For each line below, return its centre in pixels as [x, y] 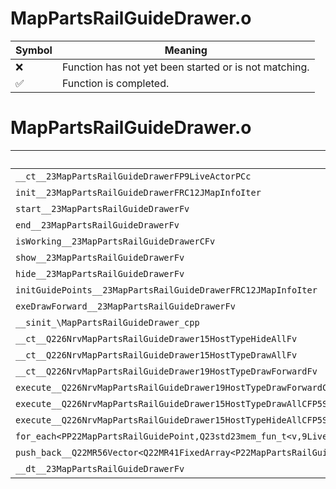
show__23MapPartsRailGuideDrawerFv [100, 257]
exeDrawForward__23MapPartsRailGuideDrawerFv [125, 306]
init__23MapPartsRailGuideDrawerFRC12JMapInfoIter [138, 192]
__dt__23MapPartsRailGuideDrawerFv [100, 468]
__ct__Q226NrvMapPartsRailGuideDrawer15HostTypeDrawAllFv [156, 355]
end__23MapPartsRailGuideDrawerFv [97, 225]
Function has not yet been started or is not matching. [185, 67]
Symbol [34, 50]
